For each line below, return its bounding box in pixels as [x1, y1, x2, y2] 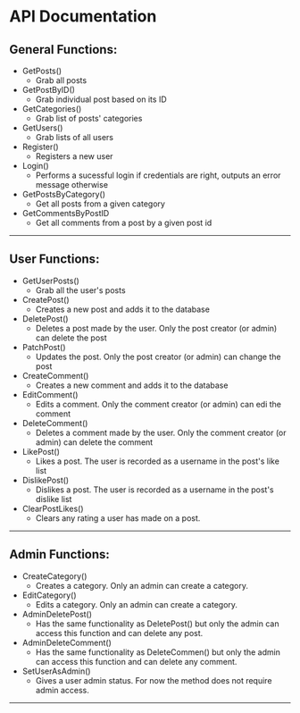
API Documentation [9, 6, 157, 27]
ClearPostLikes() [21, 503, 84, 514]
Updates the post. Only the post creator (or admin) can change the [35, 351, 281, 362]
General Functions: [9, 42, 118, 57]
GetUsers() [21, 122, 63, 133]
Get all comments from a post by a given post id [35, 217, 212, 228]
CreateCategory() [21, 570, 87, 582]
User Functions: [9, 252, 100, 267]
